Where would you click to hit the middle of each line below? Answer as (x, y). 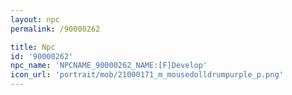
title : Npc (33, 47)
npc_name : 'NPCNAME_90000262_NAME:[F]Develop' (109, 66)
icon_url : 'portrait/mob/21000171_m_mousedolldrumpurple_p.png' (147, 75)
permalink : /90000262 (55, 29)
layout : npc (35, 19)
